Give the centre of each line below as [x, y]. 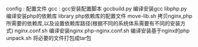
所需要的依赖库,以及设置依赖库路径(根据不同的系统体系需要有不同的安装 [93, 23]
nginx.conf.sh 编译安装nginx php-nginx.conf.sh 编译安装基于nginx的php [102, 31]
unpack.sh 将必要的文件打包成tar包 [49, 38]
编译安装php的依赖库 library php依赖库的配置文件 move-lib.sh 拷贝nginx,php [99, 16]
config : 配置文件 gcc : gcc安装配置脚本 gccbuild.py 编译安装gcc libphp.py [97, 9]
